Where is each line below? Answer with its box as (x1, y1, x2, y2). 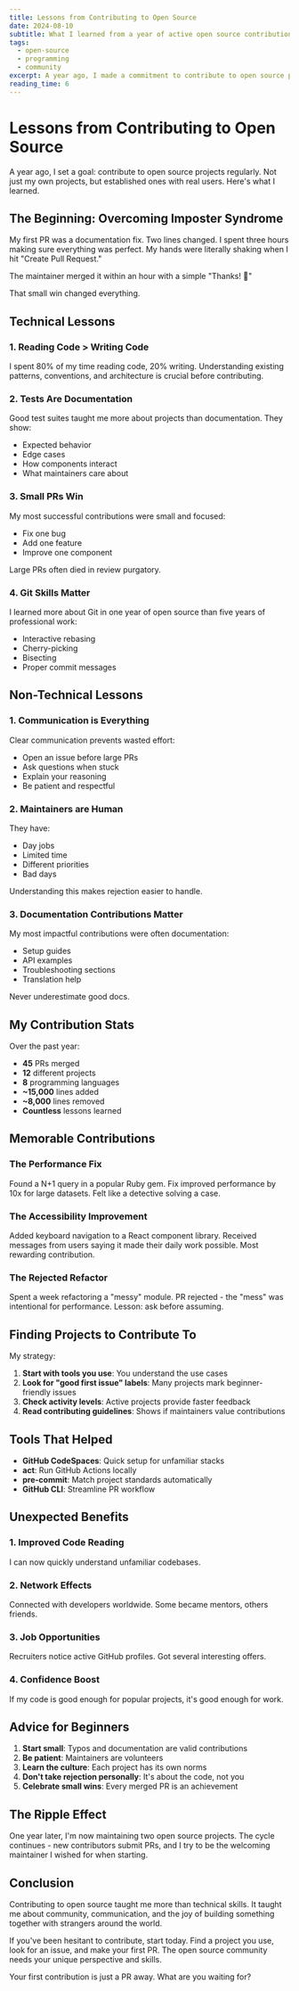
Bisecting (21, 652, 57, 662)
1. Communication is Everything (9, 714, 149, 727)
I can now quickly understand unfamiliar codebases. (9, 1557, 201, 1567)
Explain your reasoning (21, 770, 107, 781)
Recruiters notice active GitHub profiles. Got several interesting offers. (9, 1651, 267, 1662)
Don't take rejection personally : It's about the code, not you (21, 1772, 245, 1782)
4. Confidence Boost (9, 1674, 101, 1686)
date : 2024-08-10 (9, 21, 74, 30)
